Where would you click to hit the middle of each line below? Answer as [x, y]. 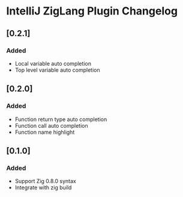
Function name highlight [45, 132]
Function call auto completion [51, 125]
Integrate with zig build [43, 187]
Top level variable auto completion [57, 70]
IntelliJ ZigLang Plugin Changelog [92, 11]
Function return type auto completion [61, 119]
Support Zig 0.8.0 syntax [45, 181]
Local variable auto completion [53, 63]
